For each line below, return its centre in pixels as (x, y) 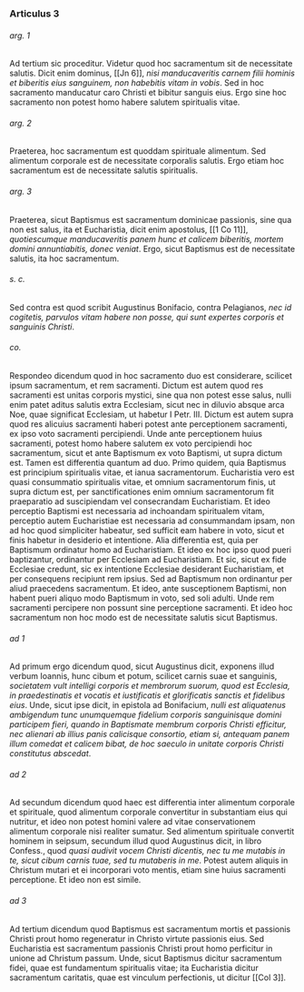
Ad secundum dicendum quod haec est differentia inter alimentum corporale (152, 803)
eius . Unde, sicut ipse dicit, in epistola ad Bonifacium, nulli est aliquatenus (147, 705)
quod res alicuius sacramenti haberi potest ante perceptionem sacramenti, (148, 424)
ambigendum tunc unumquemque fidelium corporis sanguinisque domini (146, 715)
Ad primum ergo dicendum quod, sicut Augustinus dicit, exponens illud (142, 666)
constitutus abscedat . (50, 754)
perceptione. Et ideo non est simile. (75, 880)
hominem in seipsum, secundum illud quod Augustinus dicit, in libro (136, 841)
